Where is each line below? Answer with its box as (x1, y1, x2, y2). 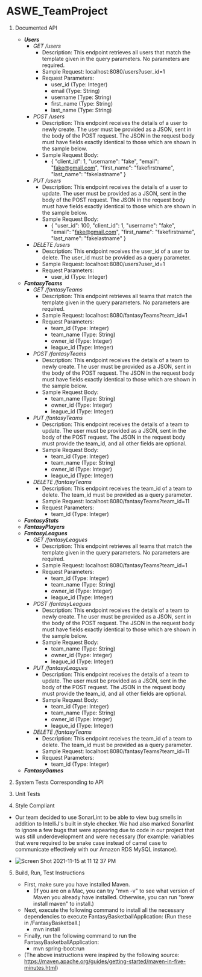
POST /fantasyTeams (33, 350, 86, 357)
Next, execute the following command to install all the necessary (24, 906, 185, 914)
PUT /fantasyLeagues (33, 664, 88, 671)
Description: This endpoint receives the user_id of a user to (42, 247, 189, 255)
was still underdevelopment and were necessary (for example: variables (14, 833, 194, 840)
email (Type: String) (51, 87, 101, 94)
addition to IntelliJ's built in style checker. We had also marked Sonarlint (14, 819, 194, 827)
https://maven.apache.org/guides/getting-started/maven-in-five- (24, 958, 186, 965)
